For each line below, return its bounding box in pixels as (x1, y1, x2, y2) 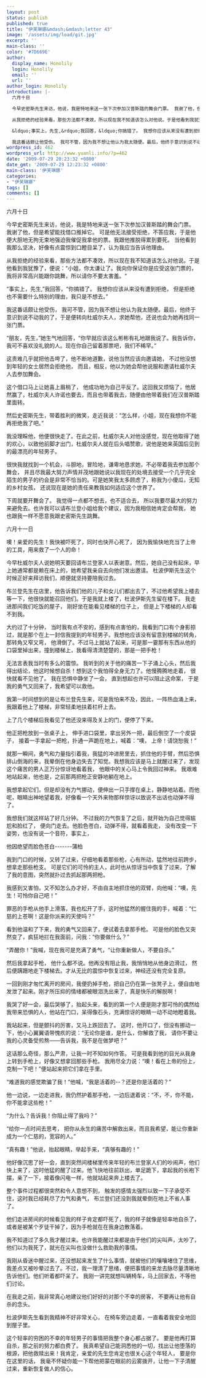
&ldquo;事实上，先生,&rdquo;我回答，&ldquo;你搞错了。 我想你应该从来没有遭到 (12, 128, 194, 134)
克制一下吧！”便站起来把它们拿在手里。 (6, 1065, 106, 1072)
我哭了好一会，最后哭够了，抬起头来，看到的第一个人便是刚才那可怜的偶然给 (6, 1001, 200, 1008)
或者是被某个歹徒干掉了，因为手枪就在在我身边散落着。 (6, 1223, 146, 1231)
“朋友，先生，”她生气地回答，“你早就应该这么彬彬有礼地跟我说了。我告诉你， (6, 334, 199, 342)
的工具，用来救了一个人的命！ (6, 546, 82, 553)
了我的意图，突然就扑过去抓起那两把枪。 (6, 871, 109, 879)
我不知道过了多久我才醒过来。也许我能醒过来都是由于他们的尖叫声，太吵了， (6, 1236, 200, 1244)
